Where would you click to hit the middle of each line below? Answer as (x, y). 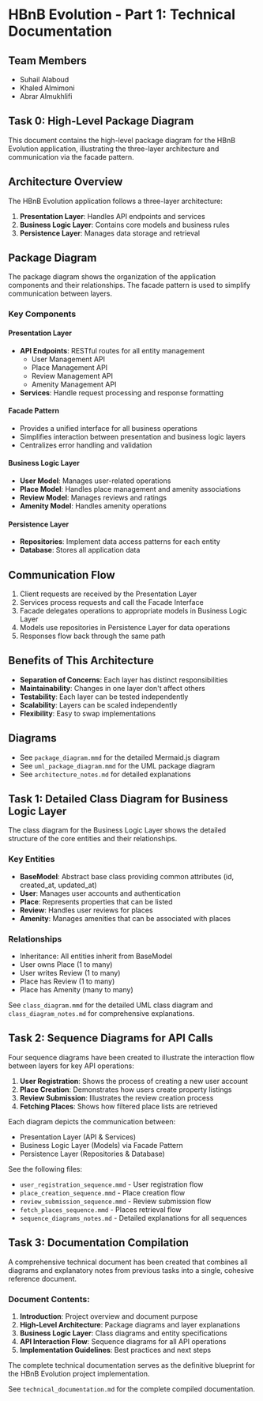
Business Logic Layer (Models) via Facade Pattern (101, 1145)
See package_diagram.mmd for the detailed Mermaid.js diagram (119, 757)
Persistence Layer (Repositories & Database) (92, 1154)
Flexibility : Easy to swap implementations (88, 713)
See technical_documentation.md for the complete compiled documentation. (131, 1388)
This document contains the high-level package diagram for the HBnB (122, 140)
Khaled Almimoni (47, 88)
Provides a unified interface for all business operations (108, 428)
